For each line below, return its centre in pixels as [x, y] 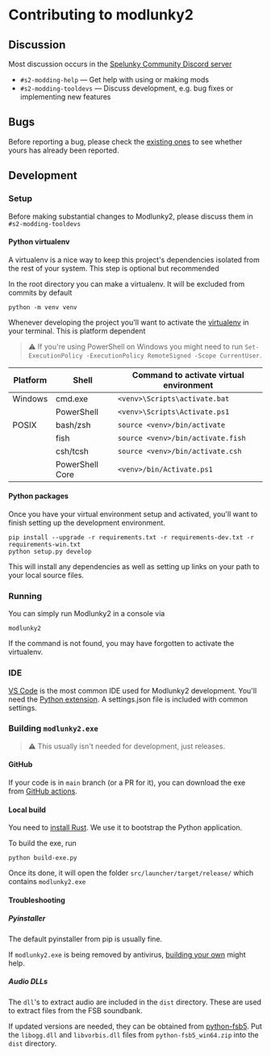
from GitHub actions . [43, 791]
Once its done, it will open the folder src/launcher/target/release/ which [131, 873]
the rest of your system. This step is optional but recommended [114, 268]
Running [25, 596]
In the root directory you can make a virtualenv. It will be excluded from [127, 283]
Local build [27, 810]
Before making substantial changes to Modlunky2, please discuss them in [131, 216]
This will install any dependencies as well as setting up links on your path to [134, 566]
